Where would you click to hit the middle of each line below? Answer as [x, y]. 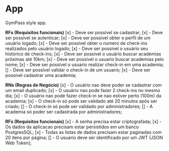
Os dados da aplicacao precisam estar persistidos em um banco [72, 127]
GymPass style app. [26, 23]
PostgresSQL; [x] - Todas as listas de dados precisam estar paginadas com [83, 132]
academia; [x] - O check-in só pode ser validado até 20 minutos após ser [81, 101]
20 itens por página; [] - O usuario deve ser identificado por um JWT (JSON [84, 137]
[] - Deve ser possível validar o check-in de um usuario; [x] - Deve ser [78, 70]
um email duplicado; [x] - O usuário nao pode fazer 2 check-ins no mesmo [83, 90]
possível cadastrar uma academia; [41, 75]
